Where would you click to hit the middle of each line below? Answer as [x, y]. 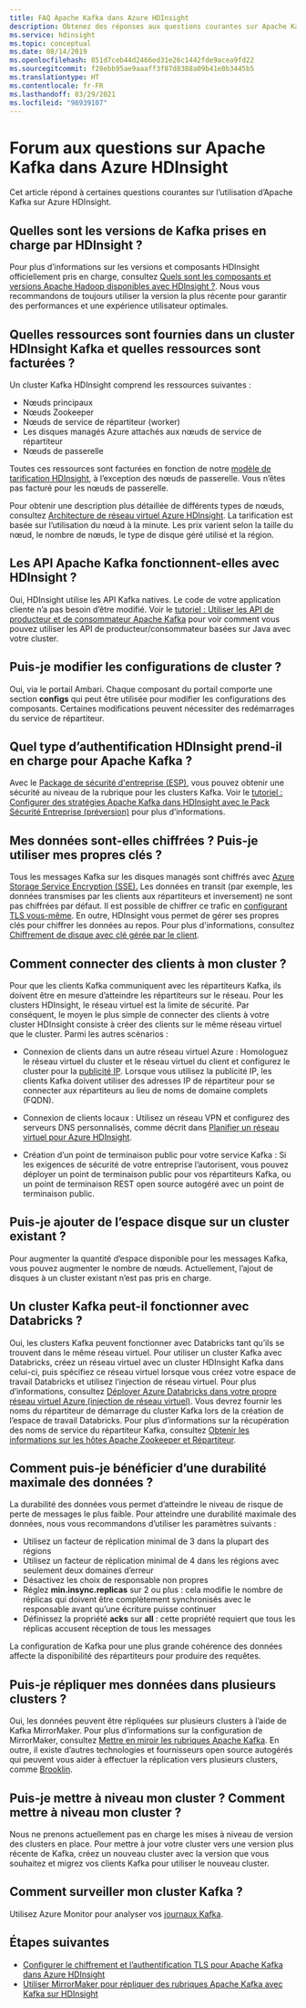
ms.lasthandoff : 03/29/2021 [63, 94]
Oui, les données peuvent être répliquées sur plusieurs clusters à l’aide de [148, 1721]
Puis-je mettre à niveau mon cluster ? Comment [147, 1798]
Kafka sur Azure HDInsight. [61, 202]
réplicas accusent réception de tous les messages [117, 1629]
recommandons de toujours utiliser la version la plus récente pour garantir [148, 296]
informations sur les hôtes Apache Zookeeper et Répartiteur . [123, 1439]
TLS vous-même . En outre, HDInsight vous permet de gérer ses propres [144, 916]
